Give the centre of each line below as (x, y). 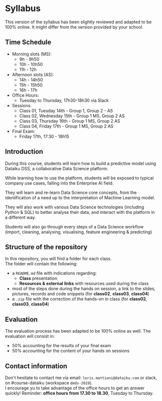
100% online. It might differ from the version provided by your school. (74, 27)
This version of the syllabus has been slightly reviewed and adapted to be (78, 22)
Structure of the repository (46, 247)
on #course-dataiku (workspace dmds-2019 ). (49, 383)
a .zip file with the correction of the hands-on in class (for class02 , (80, 299)
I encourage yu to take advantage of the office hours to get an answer (75, 388)
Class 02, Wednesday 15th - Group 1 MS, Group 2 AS (72, 116)
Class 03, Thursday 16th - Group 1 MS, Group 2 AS (70, 121)
